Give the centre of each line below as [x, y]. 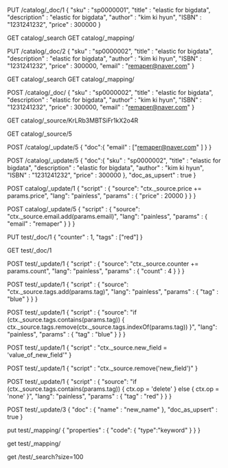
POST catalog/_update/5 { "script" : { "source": [74, 209]
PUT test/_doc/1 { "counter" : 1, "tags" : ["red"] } [75, 237]
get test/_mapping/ [34, 444]
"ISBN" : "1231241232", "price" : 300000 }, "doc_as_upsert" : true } [102, 175]
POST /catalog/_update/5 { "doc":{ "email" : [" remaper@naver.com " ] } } [109, 147]
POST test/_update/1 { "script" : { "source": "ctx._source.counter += [103, 264]
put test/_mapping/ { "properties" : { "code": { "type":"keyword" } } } [104, 430]
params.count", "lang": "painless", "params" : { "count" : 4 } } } [96, 271]
